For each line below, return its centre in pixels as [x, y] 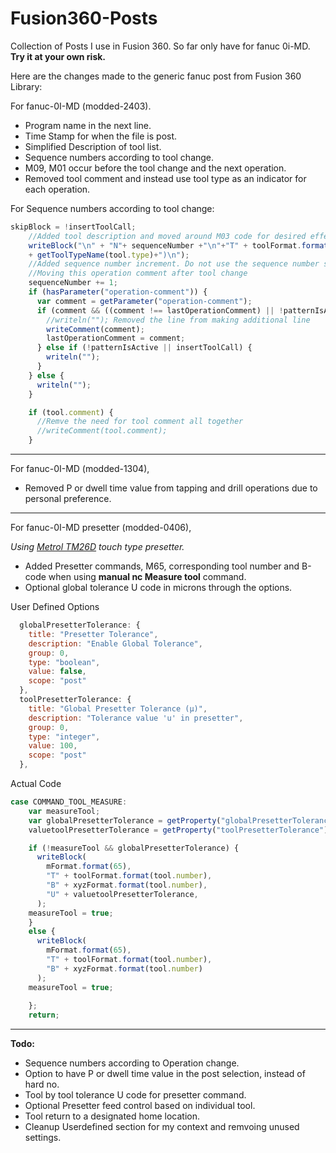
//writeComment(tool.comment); [102, 431]
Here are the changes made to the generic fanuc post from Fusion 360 [156, 76]
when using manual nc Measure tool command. [147, 577]
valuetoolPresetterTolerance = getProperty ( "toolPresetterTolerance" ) [178, 830]
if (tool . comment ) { [71, 412]
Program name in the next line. [88, 125]
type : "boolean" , [64, 662]
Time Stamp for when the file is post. [101, 136]
